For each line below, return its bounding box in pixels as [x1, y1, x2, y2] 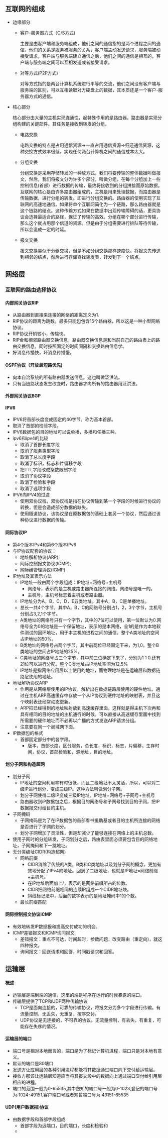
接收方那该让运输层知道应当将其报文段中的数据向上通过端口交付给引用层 [12, 1073, 162, 1079]
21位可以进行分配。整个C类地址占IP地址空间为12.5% [20, 661, 128, 667]
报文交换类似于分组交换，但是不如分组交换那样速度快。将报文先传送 [20, 248, 161, 254]
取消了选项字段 [20, 485, 51, 491]
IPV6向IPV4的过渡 [12, 492, 50, 498]
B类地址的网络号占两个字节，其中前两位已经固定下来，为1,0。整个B [20, 642, 159, 648]
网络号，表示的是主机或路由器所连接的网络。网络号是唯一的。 [27, 585, 155, 591]
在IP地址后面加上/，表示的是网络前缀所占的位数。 [27, 880, 130, 886]
